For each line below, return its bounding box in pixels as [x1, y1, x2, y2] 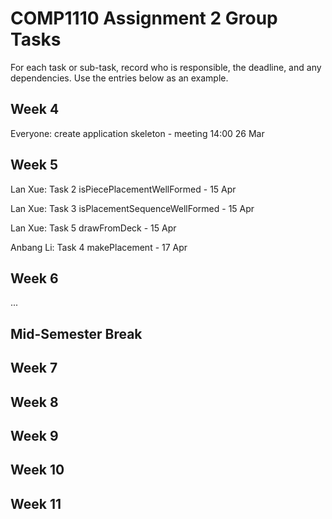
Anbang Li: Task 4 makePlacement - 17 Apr [10, 241, 188, 253]
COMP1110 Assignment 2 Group [10, 7, 278, 30]
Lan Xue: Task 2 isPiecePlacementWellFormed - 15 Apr [10, 183, 237, 195]
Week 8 [10, 393, 59, 411]
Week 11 [10, 495, 62, 512]
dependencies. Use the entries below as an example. [10, 72, 229, 84]
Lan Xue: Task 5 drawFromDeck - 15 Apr [10, 222, 177, 234]
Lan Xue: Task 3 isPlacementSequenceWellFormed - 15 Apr [10, 202, 255, 214]
